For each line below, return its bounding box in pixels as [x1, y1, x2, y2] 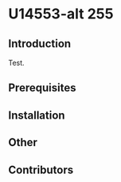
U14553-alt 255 [8, 5, 114, 23]
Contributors [8, 163, 74, 176]
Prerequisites [8, 81, 76, 95]
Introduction [8, 37, 72, 51]
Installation [8, 108, 65, 122]
